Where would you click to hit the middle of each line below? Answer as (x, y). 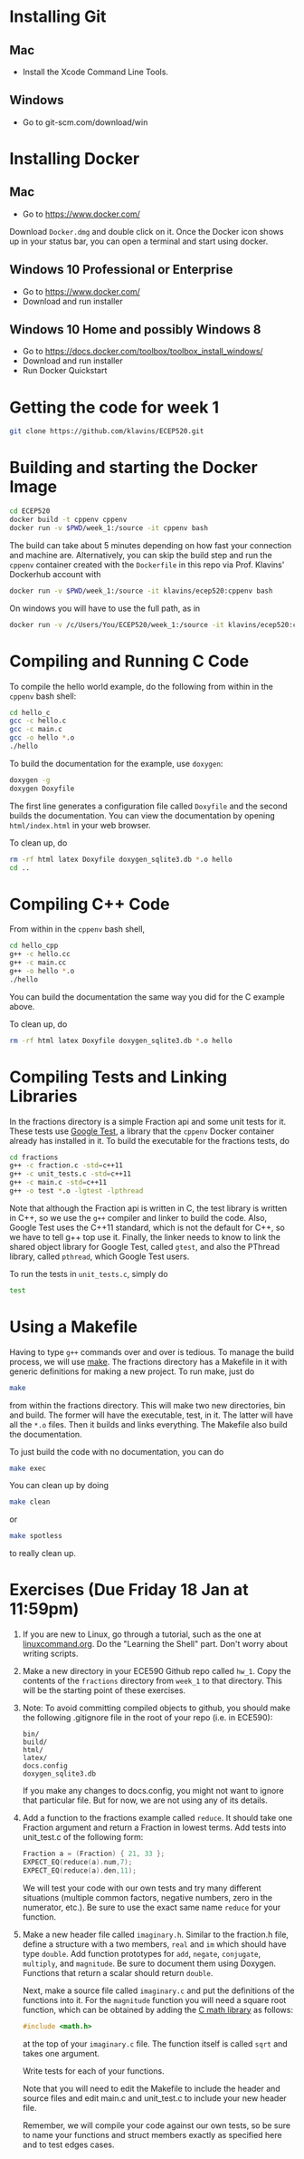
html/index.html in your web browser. (80, 825)
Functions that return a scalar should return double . (118, 1972)
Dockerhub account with (55, 574)
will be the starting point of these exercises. (104, 1690)
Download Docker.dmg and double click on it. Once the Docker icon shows (147, 231)
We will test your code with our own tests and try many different (142, 1888)
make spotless (36, 1536)
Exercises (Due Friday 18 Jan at (129, 1590)
